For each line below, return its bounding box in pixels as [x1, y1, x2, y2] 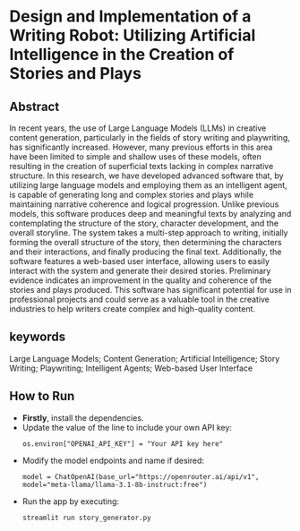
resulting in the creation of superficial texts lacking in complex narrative [9, 161, 274, 171]
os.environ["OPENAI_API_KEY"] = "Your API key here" [21, 439, 224, 449]
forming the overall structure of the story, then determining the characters [9, 237, 282, 247]
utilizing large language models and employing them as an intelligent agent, [9, 180, 288, 190]
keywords [9, 330, 65, 345]
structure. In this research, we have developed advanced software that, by [9, 170, 284, 181]
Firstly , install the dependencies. [21, 412, 144, 423]
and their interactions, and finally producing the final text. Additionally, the [9, 246, 282, 257]
